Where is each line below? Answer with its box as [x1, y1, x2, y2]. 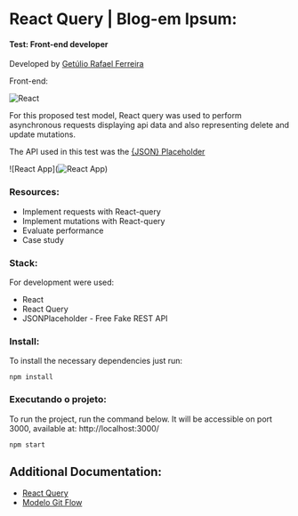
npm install [9, 373, 53, 382]
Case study [21, 234, 65, 245]
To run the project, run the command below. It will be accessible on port [9, 414, 273, 424]
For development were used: [9, 277, 115, 287]
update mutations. [9, 129, 76, 140]
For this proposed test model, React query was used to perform [9, 110, 242, 121]
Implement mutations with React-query [21, 215, 165, 226]
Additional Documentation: [9, 464, 163, 480]
